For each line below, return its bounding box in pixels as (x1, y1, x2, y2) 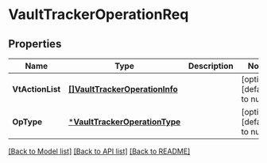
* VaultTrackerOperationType (68, 116, 181, 127)
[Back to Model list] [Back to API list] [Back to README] (8, 146, 191, 156)
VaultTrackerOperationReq (8, 6, 189, 24)
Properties (8, 37, 62, 51)
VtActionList (12, 84, 61, 94)
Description (188, 61, 234, 71)
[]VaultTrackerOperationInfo (68, 84, 179, 94)
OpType (12, 116, 43, 127)
